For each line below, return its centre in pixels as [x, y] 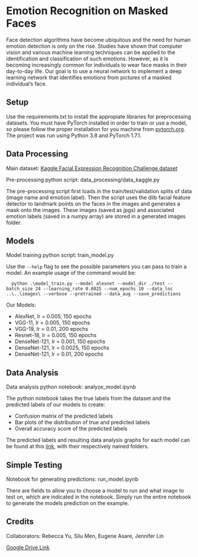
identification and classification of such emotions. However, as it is [87, 58]
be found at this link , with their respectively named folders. [78, 447]
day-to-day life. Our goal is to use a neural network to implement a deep [94, 71]
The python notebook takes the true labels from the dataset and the [89, 398]
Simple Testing [34, 465]
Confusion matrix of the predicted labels [64, 416]
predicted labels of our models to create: [56, 405]
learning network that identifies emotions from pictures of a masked [89, 77]
